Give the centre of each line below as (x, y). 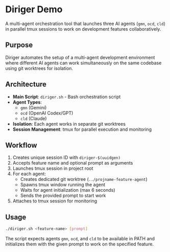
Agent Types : (27, 102)
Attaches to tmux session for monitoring (55, 201)
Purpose (19, 45)
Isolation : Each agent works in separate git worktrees (69, 124)
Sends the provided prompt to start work (63, 196)
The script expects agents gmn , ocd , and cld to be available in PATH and (80, 239)
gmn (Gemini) (33, 107)
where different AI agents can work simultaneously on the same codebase (83, 63)
